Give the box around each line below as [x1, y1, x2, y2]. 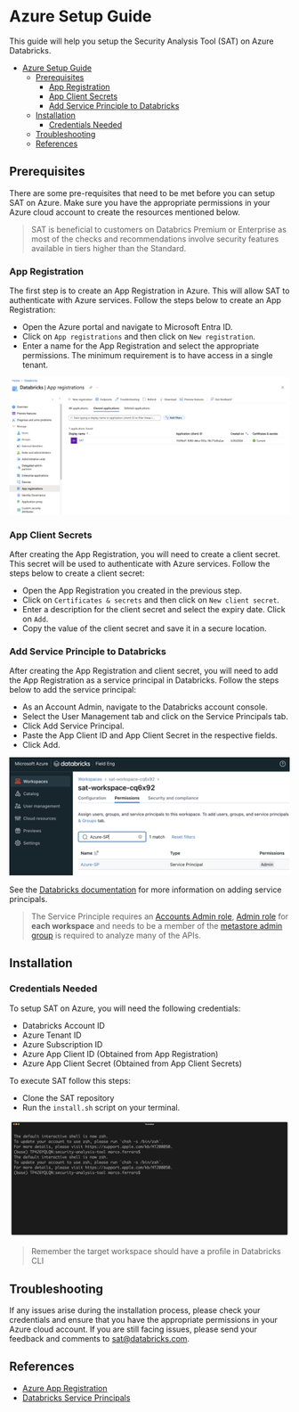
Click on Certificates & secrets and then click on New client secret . [21, 595, 280, 605]
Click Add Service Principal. [21, 720, 125, 732]
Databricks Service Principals [21, 1392, 131, 1403]
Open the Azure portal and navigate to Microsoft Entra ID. [21, 322, 233, 332]
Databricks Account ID [21, 1020, 105, 1030]
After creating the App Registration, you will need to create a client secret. [9, 548, 280, 559]
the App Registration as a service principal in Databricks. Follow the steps [9, 675, 279, 685]
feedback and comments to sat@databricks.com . [9, 1334, 190, 1344]
